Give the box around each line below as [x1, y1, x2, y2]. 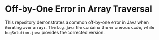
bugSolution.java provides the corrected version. [5, 29, 105, 35]
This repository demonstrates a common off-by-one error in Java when [5, 19, 149, 25]
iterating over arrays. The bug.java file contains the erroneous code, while [5, 24, 155, 30]
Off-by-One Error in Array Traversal [5, 3, 153, 14]
